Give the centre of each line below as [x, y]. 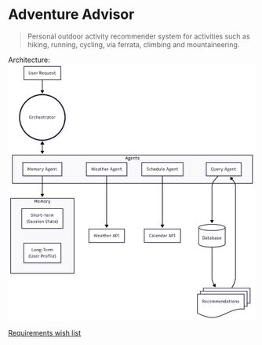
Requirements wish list [45, 332]
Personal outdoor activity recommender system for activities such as [138, 36]
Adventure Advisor [71, 15]
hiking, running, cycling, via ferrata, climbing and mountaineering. [133, 44]
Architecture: [29, 60]
